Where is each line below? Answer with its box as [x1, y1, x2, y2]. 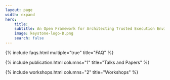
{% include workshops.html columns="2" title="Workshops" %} [5, 69, 139, 75]
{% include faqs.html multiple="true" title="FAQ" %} [5, 49, 114, 56]
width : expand [5, 12, 35, 17]
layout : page [5, 7, 33, 13]
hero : [5, 17, 17, 22]
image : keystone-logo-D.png [14, 31, 73, 36]
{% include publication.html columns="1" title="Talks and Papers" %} [5, 59, 150, 65]
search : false [14, 36, 44, 41]
